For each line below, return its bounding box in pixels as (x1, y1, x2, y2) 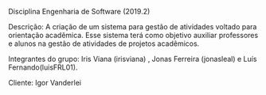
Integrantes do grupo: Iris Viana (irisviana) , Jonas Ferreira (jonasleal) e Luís (8, 55, 257, 63)
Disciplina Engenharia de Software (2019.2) (8, 7, 151, 16)
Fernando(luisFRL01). (8, 63, 78, 72)
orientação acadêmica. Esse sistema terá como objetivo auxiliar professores (8, 31, 259, 40)
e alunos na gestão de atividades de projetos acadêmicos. (8, 39, 200, 48)
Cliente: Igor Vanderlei (8, 78, 82, 87)
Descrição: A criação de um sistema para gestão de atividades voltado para (8, 22, 257, 31)
